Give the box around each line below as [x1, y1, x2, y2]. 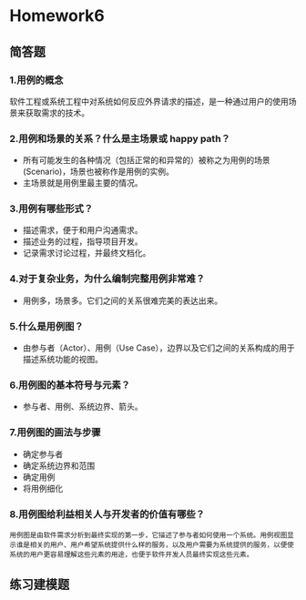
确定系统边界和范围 [22, 460, 96, 471]
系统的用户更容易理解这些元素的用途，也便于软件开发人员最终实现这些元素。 [9, 550, 254, 559]
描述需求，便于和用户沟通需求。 [22, 225, 143, 236]
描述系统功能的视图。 [22, 354, 103, 365]
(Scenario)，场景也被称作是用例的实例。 [22, 166, 175, 178]
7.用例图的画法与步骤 [9, 426, 102, 439]
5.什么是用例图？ [9, 320, 84, 332]
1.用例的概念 [9, 74, 64, 86]
